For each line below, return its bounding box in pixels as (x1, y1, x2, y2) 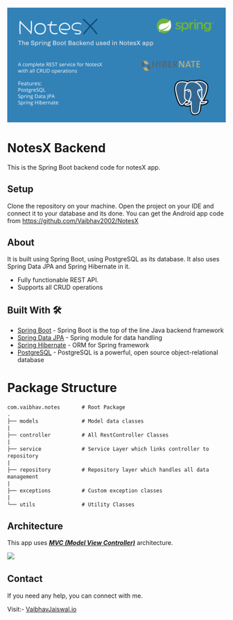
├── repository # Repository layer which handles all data (7, 466, 209, 473)
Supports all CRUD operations (17, 283, 103, 292)
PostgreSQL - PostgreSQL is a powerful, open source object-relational (17, 348, 218, 357)
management (7, 473, 39, 480)
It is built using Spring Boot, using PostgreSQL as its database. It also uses (7, 255, 220, 263)
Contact (7, 573, 43, 585)
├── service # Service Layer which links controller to (7, 446, 209, 452)
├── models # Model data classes (7, 418, 144, 425)
